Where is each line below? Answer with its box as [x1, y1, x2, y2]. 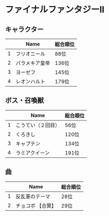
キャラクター [5, 25, 44, 33]
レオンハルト [15, 78, 46, 85]
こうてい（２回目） [15, 122, 60, 128]
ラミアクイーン [15, 149, 50, 156]
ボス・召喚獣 [5, 96, 44, 105]
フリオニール [15, 51, 46, 57]
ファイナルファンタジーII [5, 4, 105, 15]
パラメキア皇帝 [15, 60, 50, 66]
